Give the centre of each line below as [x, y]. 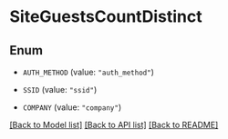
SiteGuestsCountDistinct [106, 17]
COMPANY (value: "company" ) [72, 107]
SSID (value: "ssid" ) [60, 89]
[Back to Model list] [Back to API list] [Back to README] [114, 125]
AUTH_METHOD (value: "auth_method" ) [88, 72]
